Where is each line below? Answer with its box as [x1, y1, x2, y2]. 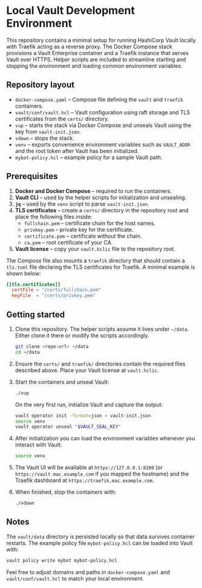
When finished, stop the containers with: [15, 488, 116, 496]
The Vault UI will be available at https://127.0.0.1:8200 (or [15, 464, 163, 471]
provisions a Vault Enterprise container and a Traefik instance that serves [6, 49, 189, 56]
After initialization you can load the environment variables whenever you [15, 435, 195, 442]
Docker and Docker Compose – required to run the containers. [15, 187, 172, 194]
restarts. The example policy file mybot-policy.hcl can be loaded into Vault [6, 539, 193, 546]
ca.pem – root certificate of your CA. [24, 238, 113, 246]
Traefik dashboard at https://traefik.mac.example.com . [15, 477, 154, 484]
